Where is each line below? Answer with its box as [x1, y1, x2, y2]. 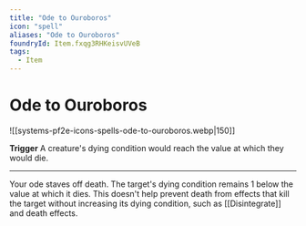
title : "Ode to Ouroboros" [9, 13, 112, 23]
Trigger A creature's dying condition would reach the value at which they [9, 142, 284, 153]
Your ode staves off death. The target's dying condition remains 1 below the [9, 179, 294, 190]
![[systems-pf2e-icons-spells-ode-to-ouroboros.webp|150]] [9, 125, 236, 136]
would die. [9, 152, 48, 163]
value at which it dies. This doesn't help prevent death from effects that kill [9, 188, 290, 199]
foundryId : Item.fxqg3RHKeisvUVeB [9, 38, 141, 48]
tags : [9, 47, 30, 56]
